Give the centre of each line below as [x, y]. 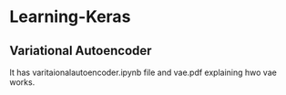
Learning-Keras [70, 17]
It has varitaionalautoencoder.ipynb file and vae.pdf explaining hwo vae [143, 72]
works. [22, 82]
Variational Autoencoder [81, 51]
